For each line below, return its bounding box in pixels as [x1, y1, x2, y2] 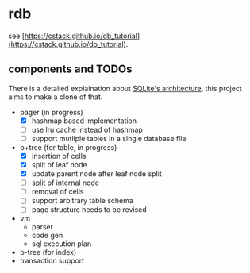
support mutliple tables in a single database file [31, 133, 187, 143]
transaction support [19, 256, 85, 266]
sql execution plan [31, 239, 92, 248]
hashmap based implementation [31, 116, 137, 125]
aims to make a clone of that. [8, 92, 103, 102]
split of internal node [31, 178, 99, 187]
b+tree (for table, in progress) [19, 142, 117, 152]
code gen [31, 231, 63, 240]
